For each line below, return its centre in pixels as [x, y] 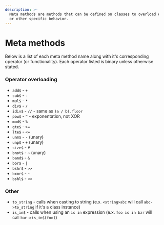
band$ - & [21, 157]
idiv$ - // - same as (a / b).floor [47, 111]
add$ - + [20, 90]
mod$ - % [20, 121]
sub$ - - [20, 95]
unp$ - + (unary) [28, 142]
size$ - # [21, 147]
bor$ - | [20, 163]
